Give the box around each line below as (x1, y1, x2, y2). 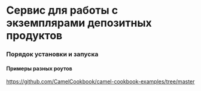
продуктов (6, 29, 63, 42)
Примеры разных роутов (6, 65, 73, 72)
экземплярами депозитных (6, 16, 152, 30)
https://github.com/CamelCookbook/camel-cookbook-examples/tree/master (6, 78, 195, 85)
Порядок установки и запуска (6, 50, 99, 58)
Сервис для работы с (6, 4, 118, 17)
